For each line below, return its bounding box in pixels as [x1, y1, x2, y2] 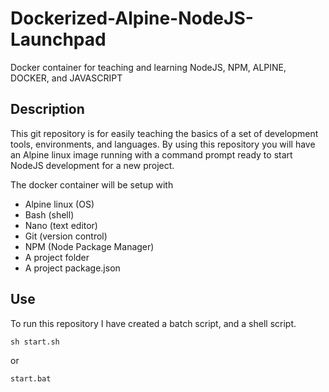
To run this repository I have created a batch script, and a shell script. [10, 317, 297, 329]
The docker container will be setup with [10, 178, 174, 191]
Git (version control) [24, 230, 108, 242]
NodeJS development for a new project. [10, 159, 175, 171]
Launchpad [10, 28, 107, 51]
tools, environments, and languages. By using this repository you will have [10, 138, 316, 150]
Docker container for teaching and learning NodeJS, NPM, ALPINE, [10, 61, 287, 73]
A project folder [24, 251, 90, 263]
